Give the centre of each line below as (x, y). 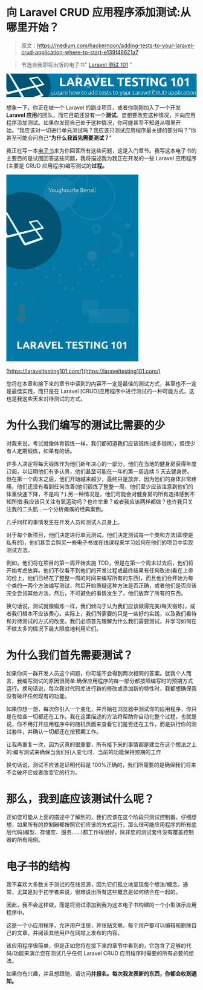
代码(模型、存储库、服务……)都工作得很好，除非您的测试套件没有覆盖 (97, 832)
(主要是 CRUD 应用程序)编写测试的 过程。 (57, 166)
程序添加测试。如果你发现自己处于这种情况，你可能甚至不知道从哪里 (91, 123)
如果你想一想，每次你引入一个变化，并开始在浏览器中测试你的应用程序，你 (99, 709)
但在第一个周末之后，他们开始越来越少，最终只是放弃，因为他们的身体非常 (99, 479)
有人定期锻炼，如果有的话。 (41, 451)
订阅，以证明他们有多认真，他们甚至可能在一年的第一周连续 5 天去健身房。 (99, 471)
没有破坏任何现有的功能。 (38, 696)
